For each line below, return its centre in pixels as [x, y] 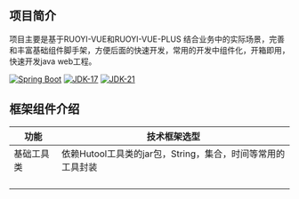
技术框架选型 [173, 136]
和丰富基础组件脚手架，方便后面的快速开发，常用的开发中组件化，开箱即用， [149, 50]
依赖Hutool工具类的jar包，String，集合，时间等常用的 [174, 154]
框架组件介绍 [44, 109]
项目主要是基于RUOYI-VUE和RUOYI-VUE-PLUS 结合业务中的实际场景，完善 [147, 39]
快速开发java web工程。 [53, 61]
